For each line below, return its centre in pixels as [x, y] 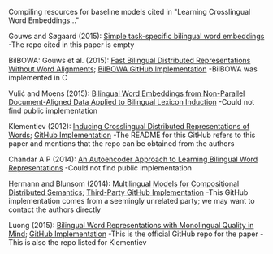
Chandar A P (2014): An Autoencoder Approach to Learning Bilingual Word [133, 159]
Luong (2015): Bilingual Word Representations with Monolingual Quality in [131, 225]
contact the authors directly [55, 209]
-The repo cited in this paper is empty [71, 45]
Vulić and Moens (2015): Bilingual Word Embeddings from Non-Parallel [127, 93]
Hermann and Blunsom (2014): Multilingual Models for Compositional [124, 183]
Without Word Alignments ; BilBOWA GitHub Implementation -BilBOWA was [133, 69]
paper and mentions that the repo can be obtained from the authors [121, 144]
